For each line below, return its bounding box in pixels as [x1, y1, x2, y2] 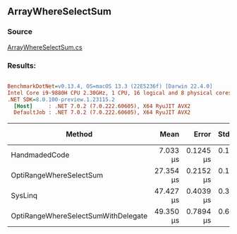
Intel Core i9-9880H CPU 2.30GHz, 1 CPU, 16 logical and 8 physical [7, 89, 213, 96]
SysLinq [11, 191, 37, 201]
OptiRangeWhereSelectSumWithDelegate [11, 211, 148, 221]
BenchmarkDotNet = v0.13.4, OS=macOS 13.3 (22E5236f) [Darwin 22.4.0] [7, 83, 213, 90]
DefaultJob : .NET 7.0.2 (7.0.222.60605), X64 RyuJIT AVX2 [13, 109, 191, 116]
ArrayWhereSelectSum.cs [7, 42, 83, 52]
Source [7, 27, 33, 37]
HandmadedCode [11, 150, 70, 160]
